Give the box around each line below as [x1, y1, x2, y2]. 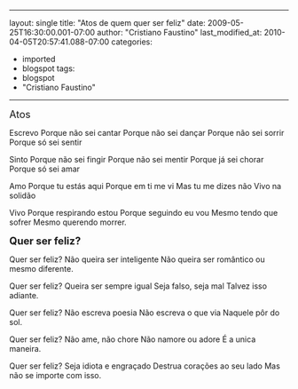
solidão [9, 190, 36, 201]
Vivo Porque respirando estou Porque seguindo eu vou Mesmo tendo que [9, 208, 278, 218]
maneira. [9, 344, 42, 353]
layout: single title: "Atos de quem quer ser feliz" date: [9, 18, 206, 28]
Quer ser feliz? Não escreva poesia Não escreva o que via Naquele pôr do [9, 307, 280, 318]
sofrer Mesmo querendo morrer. [9, 217, 127, 227]
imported [21, 54, 56, 64]
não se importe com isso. [9, 370, 102, 380]
